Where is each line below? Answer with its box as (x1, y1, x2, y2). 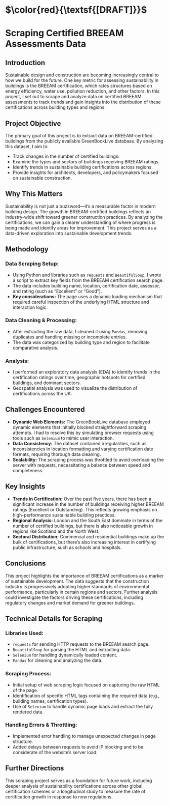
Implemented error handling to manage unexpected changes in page (12, 733, 156, 739)
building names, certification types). (12, 698, 88, 704)
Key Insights (5, 482, 46, 491)
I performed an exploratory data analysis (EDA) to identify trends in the (12, 369, 160, 375)
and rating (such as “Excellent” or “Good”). (12, 288, 102, 294)
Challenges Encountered (5, 405, 85, 414)
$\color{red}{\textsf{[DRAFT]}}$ (5, 4, 147, 16)
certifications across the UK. (12, 391, 72, 397)
